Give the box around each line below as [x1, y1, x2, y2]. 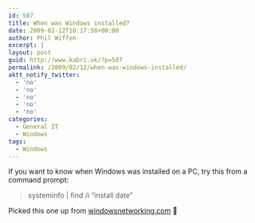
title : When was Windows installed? [8, 19, 130, 27]
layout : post [8, 49, 52, 57]
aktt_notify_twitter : [8, 71, 80, 79]
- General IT [15, 123, 59, 131]
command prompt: [8, 175, 69, 185]
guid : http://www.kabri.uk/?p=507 [8, 57, 124, 65]
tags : [8, 137, 26, 146]
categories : [8, 115, 48, 123]
